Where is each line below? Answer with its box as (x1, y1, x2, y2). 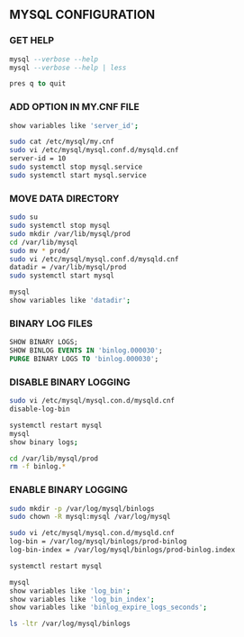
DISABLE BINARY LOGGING (9, 376, 131, 388)
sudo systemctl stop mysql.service (9, 162, 143, 172)
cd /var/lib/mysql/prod (9, 454, 99, 463)
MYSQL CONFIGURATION (9, 7, 156, 23)
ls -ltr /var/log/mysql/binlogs (9, 619, 131, 629)
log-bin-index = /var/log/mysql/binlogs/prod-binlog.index (9, 545, 236, 555)
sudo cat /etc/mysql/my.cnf (9, 137, 115, 147)
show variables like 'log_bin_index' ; (9, 595, 155, 604)
